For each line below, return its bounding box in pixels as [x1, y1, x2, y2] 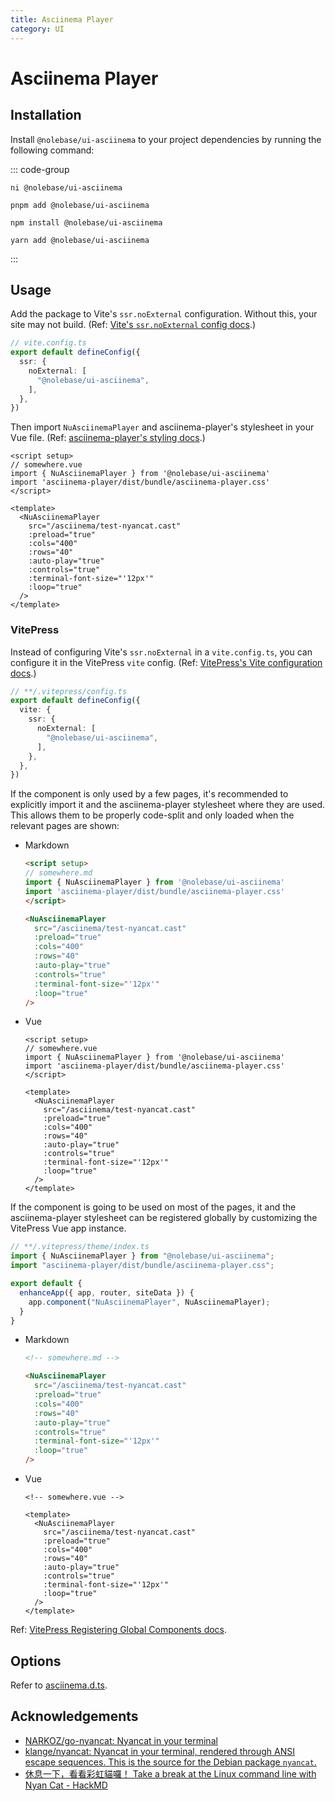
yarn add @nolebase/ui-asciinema [10, 235, 150, 245]
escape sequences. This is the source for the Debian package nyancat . [24, 1756, 317, 1768]
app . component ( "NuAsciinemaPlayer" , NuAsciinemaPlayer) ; [28, 1297, 271, 1307]
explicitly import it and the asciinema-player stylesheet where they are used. [10, 799, 326, 811]
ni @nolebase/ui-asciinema [10, 182, 123, 193]
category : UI [10, 24, 65, 34]
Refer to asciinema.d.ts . [10, 1679, 108, 1691]
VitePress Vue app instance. [10, 1222, 127, 1235]
